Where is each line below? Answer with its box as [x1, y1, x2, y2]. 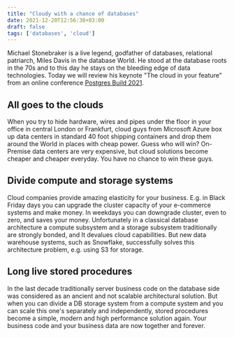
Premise [7, 148, 31, 156]
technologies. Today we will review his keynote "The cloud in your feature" [7, 71, 222, 80]
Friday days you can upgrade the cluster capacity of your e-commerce [7, 201, 212, 209]
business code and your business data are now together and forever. [7, 321, 206, 329]
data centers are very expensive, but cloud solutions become [32, 148, 208, 156]
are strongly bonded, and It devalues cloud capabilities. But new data [7, 230, 207, 238]
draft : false [7, 23, 45, 30]
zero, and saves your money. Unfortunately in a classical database [7, 215, 198, 224]
